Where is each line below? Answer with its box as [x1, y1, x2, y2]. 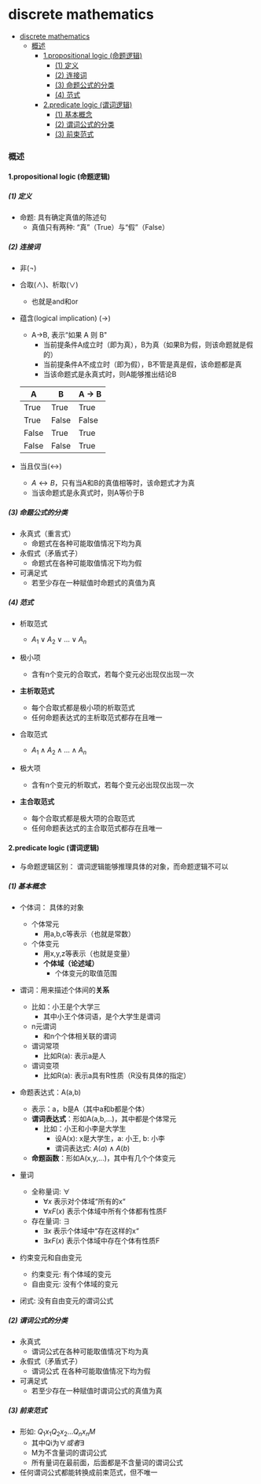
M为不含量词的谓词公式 [31, 1448, 108, 1457]
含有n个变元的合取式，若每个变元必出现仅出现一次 [31, 670, 194, 679]
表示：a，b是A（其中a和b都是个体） [31, 1104, 149, 1114]
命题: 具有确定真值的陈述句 [19, 212, 107, 222]
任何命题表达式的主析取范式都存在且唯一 [31, 713, 163, 722]
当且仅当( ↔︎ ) [19, 462, 62, 471]
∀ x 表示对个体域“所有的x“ [42, 1197, 126, 1206]
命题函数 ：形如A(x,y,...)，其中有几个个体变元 [31, 1154, 176, 1163]
